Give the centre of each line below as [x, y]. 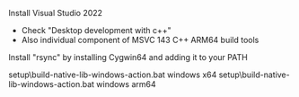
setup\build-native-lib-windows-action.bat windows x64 [113, 75]
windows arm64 [126, 84]
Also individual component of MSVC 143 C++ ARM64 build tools [140, 40]
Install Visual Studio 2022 [56, 13]
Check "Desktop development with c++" [96, 30]
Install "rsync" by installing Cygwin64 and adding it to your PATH [128, 57]
